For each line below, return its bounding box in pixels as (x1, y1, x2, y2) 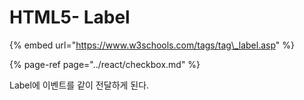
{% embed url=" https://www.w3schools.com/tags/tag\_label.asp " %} (9, 39, 295, 51)
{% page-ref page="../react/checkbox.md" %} (9, 58, 201, 70)
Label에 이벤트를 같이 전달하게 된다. (9, 79, 150, 91)
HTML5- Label (9, 6, 131, 29)
